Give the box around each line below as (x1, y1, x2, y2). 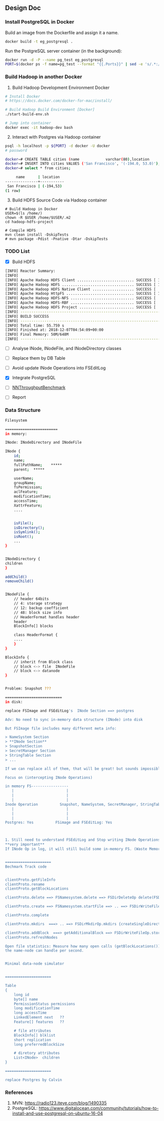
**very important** (5, 842, 45, 847)
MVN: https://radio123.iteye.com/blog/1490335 (12, 1100, 107, 1106)
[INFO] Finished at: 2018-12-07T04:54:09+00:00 (5, 327, 104, 332)
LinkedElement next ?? (14, 1015, 64, 1020)
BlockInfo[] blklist (14, 1033, 56, 1038)
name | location (16, 175, 60, 180)
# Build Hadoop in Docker (5, 206, 58, 211)
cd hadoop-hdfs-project (5, 219, 54, 224)
